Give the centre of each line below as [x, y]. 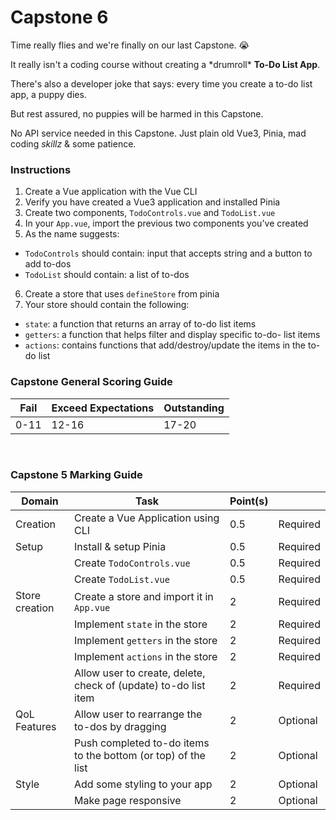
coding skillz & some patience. [73, 143]
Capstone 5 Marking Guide [76, 475]
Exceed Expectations [103, 408]
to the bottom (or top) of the [140, 755]
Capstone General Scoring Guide [91, 382]
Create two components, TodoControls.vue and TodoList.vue [150, 213]
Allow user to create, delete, [140, 673]
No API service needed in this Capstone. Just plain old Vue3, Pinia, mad [158, 133]
